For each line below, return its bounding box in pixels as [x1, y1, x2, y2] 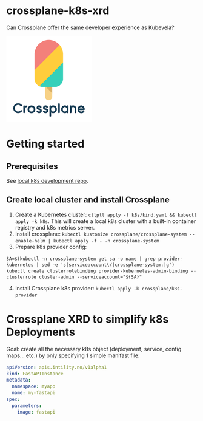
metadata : [6, 377, 32, 383]
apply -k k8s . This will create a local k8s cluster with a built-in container [15, 217, 196, 225]
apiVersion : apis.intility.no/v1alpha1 [6, 364, 107, 371]
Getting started [6, 137, 85, 151]
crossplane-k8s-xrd [6, 4, 110, 18]
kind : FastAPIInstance [6, 371, 64, 377]
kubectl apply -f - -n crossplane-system [53, 238, 159, 244]
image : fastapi [17, 409, 56, 415]
